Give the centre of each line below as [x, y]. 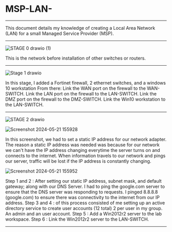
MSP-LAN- [29, 9]
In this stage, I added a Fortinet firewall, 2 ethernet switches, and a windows [86, 83]
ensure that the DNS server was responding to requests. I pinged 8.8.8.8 [82, 192]
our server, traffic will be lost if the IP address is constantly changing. [78, 161]
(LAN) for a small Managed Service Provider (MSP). [60, 33]
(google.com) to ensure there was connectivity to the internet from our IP [82, 197]
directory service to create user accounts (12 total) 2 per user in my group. [84, 208]
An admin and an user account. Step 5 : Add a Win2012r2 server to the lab [84, 214]
